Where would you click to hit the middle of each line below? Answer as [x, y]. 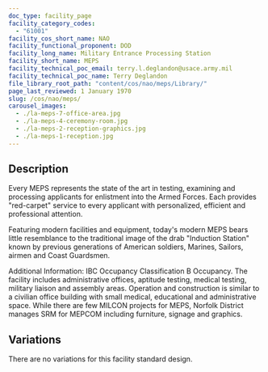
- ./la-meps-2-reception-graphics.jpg [81, 129]
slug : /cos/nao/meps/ [45, 99]
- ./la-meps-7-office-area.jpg [68, 114]
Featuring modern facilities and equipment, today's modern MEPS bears [128, 230]
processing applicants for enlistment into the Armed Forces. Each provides [132, 197]
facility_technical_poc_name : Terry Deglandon [88, 76]
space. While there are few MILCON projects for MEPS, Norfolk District [126, 306]
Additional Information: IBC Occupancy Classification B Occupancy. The [128, 271]
